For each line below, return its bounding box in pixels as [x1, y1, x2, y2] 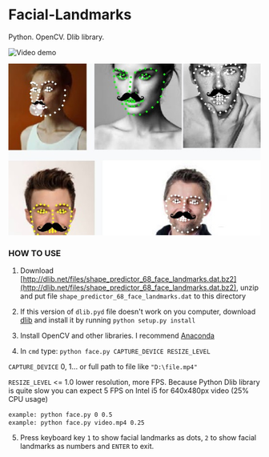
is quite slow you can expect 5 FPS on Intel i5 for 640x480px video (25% [8, 386, 250, 395]
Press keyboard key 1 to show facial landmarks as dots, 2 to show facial [19, 432, 257, 442]
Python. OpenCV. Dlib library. [8, 32, 105, 42]
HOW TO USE [8, 247, 62, 259]
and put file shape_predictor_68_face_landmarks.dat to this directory [19, 291, 247, 301]
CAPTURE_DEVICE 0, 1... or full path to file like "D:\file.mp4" [8, 362, 198, 371]
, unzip [235, 283, 259, 292]
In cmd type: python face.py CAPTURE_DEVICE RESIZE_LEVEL [19, 346, 211, 355]
